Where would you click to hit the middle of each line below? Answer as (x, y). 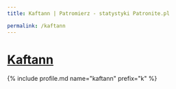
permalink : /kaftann (37, 26)
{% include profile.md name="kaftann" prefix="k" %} (82, 79)
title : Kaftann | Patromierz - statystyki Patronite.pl (88, 13)
